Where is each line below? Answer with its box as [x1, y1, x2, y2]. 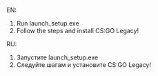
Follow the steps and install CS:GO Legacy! [16, 27, 139, 35]
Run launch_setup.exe [16, 19, 80, 27]
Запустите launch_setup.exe [16, 53, 99, 61]
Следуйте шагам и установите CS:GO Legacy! [16, 61, 152, 68]
